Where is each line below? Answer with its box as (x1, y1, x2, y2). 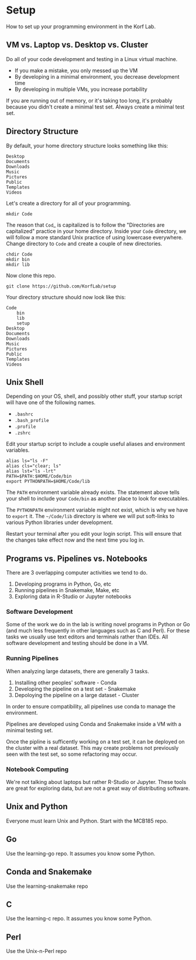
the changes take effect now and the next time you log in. (6, 536, 145, 543)
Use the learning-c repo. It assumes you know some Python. (6, 915, 152, 922)
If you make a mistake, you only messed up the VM (14, 67, 138, 74)
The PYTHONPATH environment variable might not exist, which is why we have (6, 506, 188, 513)
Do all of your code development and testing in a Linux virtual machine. (6, 55, 178, 62)
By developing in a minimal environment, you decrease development (14, 73, 180, 80)
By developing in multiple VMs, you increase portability (14, 86, 147, 93)
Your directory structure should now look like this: (6, 293, 126, 300)
